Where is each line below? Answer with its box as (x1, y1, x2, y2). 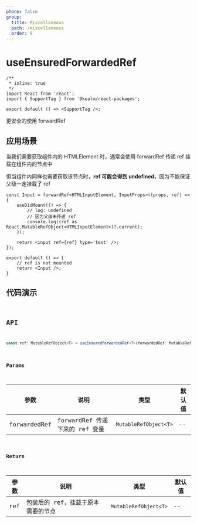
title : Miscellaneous (11, 19, 64, 25)
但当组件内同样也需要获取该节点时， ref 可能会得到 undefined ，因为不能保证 (6, 173, 191, 180)
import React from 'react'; (6, 91, 75, 97)
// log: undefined (27, 207, 72, 213)
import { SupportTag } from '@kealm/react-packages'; (6, 96, 141, 102)
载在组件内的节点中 (6, 160, 53, 167)
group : (6, 14, 22, 20)
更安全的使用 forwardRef (6, 117, 66, 124)
